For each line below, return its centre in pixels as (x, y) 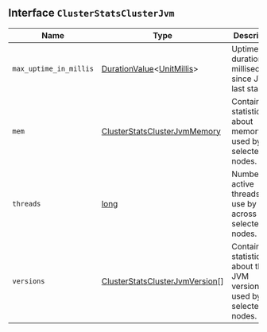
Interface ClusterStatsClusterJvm (91, 13)
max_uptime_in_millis (53, 68)
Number (247, 174)
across (244, 214)
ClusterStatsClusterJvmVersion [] (163, 281)
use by (244, 203)
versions (29, 281)
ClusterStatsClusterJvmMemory (161, 131)
